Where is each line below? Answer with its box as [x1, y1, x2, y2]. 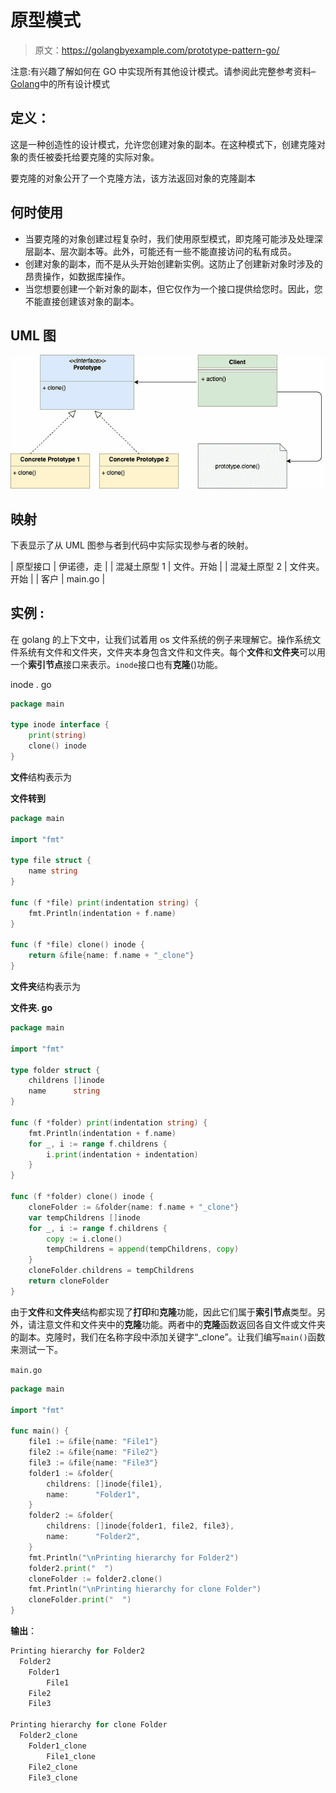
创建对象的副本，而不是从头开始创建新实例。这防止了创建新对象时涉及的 [24, 257, 323, 270]
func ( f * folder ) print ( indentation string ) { [10, 1117, 208, 1128]
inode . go [10, 678, 52, 690]
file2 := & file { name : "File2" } [28, 1447, 159, 1458]
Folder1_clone [28, 1741, 87, 1751]
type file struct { [10, 856, 92, 866]
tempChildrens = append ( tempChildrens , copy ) [46, 1244, 240, 1255]
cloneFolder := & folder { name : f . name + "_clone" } [28, 1202, 240, 1212]
